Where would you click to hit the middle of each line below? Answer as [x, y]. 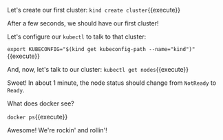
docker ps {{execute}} [38, 117]
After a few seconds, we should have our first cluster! [83, 23]
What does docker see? [41, 103]
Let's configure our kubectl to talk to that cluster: [77, 37]
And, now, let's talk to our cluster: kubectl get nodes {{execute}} [98, 69]
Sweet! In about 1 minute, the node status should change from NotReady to [112, 83]
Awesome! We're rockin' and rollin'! [57, 130]
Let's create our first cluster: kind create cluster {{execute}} [94, 10]
